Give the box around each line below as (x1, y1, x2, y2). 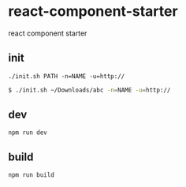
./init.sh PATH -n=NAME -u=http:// (8, 72, 125, 80)
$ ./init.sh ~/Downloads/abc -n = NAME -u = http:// (8, 86, 171, 94)
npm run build (8, 171, 55, 179)
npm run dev (8, 129, 47, 137)
